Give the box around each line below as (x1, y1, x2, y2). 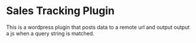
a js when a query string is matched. (6, 29, 94, 37)
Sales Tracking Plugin (6, 4, 115, 18)
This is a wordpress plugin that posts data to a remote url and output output (6, 24, 190, 31)
